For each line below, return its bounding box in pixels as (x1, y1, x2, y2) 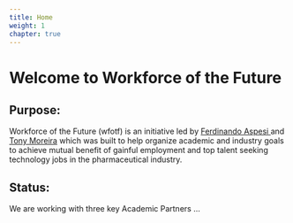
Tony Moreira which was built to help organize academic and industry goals (9, 135, 284, 146)
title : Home (9, 12, 53, 22)
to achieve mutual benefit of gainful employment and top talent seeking (9, 145, 269, 156)
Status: (9, 180, 50, 195)
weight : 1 (9, 21, 46, 30)
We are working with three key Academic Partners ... (9, 204, 200, 214)
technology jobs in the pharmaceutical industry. (9, 154, 183, 165)
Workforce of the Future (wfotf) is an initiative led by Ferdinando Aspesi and (9, 126, 285, 137)
